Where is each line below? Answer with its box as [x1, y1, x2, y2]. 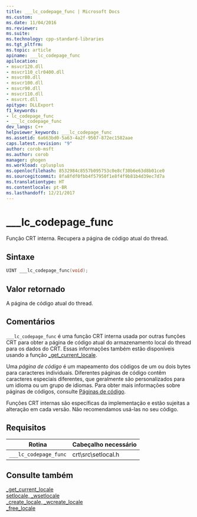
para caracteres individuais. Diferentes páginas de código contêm [6, 369, 166, 376]
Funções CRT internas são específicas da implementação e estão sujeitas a [6, 399, 190, 407]
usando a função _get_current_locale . [6, 351, 97, 358]
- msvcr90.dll [6, 86, 41, 92]
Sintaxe [6, 252, 35, 262]
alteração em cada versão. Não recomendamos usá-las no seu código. [6, 405, 179, 412]
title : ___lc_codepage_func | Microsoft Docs [6, 8, 120, 15]
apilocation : [6, 58, 38, 64]
